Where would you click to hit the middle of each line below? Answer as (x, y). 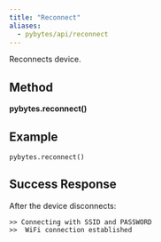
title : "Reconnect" (45, 17)
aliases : (25, 26)
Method (31, 87)
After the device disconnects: (63, 206)
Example (34, 137)
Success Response (63, 185)
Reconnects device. (45, 60)
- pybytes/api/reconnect (63, 34)
